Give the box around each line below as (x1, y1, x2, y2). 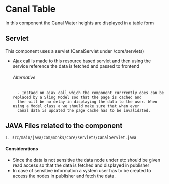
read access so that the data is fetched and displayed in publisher (12, 162, 150, 168)
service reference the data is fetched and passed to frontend (12, 63, 140, 69)
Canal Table (5, 3, 56, 15)
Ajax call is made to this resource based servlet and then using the (12, 58, 151, 64)
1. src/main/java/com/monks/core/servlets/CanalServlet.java (5, 135, 137, 140)
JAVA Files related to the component (5, 122, 123, 130)
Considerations (5, 146, 39, 152)
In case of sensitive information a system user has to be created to (12, 167, 151, 173)
